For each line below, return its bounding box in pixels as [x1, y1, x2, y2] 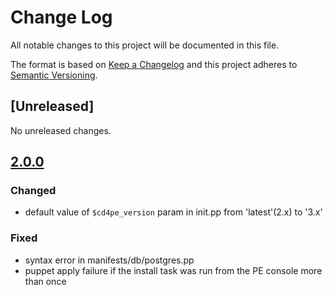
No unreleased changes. [10, 124, 112, 136]
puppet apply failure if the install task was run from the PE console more [24, 264, 323, 276]
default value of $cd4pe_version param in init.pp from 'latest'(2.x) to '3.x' [24, 206, 323, 218]
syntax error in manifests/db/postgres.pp [24, 254, 195, 266]
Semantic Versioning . [10, 69, 98, 81]
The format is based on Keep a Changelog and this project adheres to [10, 58, 298, 70]
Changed [10, 184, 57, 198]
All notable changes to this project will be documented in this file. [10, 39, 280, 51]
